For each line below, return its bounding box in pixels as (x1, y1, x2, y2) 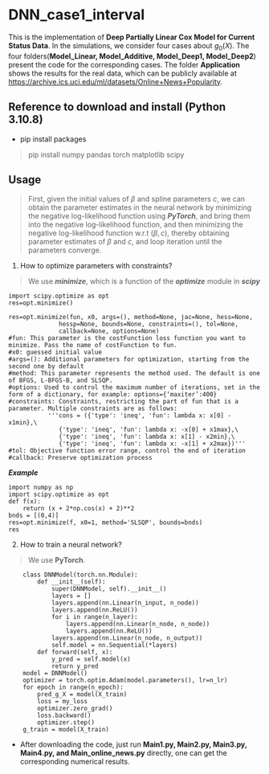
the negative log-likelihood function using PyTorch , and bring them (27, 211, 251, 221)
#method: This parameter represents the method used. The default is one (8, 370, 261, 378)
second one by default (8, 362, 84, 371)
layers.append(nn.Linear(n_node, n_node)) (65, 620, 210, 629)
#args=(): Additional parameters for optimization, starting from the (8, 355, 250, 363)
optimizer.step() (37, 719, 95, 727)
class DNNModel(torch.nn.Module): (22, 571, 138, 579)
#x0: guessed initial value (8, 348, 103, 357)
